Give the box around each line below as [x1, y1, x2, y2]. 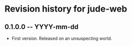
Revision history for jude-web [4, 3, 128, 15]
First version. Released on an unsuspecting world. [11, 35, 113, 41]
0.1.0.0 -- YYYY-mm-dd [4, 23, 79, 31]
